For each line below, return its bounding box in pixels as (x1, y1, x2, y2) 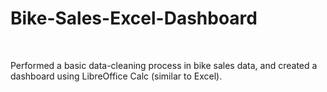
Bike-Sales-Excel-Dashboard (10, 7, 258, 30)
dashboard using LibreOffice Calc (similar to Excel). (10, 70, 223, 82)
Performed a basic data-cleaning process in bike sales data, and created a (10, 59, 318, 71)
